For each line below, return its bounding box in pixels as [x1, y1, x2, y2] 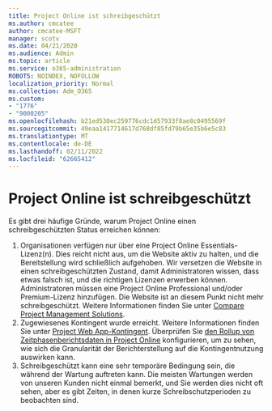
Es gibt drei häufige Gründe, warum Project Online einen [8, 216, 197, 227]
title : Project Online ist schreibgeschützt [8, 11, 161, 20]
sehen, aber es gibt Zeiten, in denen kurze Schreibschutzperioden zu [19, 387, 251, 396]
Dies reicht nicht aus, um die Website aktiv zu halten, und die [55, 249, 259, 259]
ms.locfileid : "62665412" [8, 155, 96, 163]
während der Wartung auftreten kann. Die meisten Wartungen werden [19, 370, 253, 379]
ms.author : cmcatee [8, 19, 74, 28]
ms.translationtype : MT [8, 132, 89, 140]
